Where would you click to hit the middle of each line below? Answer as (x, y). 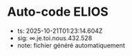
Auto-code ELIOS (58, 12)
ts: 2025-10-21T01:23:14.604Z (60, 31)
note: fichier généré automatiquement (71, 45)
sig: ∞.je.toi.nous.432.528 (55, 38)
